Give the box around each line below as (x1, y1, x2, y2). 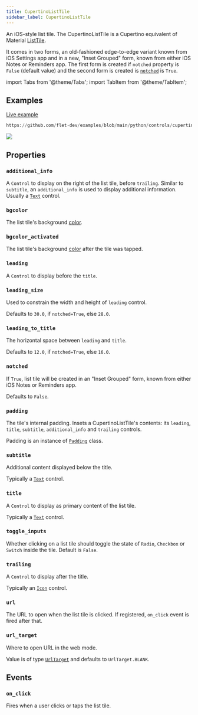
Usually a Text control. (6, 192, 61, 199)
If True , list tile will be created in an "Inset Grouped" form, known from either (6, 375, 192, 382)
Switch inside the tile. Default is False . (6, 546, 98, 553)
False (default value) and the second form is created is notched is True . (6, 67, 178, 74)
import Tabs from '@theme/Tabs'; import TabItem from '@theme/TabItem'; (6, 78, 187, 86)
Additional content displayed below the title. (6, 464, 113, 471)
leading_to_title (6, 325, 56, 331)
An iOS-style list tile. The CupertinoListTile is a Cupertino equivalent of (6, 30, 178, 37)
